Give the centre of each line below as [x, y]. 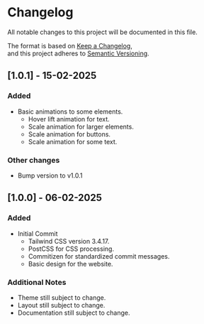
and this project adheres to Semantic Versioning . [79, 53]
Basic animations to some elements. [70, 112]
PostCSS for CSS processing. [71, 249]
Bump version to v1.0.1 [50, 175]
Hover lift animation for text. [69, 119]
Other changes [34, 160]
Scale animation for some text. [73, 141]
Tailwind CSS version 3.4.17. [69, 241]
